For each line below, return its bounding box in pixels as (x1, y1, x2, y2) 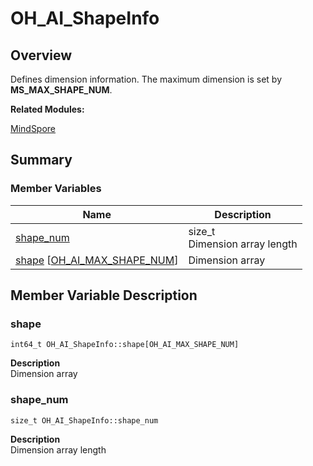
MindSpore (10, 123, 57, 134)
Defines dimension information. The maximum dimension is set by (10, 73, 283, 85)
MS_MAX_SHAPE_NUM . (10, 84, 113, 96)
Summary (10, 152, 73, 169)
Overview (10, 47, 73, 64)
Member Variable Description (10, 287, 198, 304)
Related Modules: (10, 103, 85, 115)
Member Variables (10, 182, 102, 196)
